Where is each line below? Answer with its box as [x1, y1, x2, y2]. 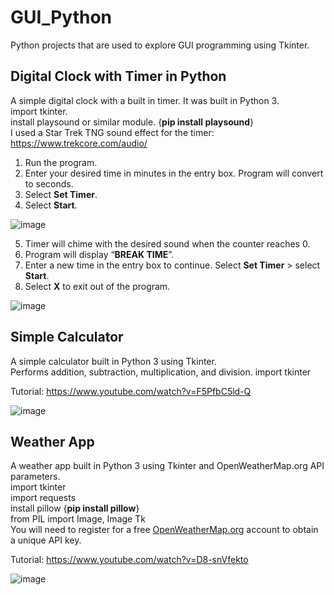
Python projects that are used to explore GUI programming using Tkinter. [10, 39, 310, 51]
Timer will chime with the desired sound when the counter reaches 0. [24, 237, 311, 250]
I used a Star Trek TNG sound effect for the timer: [10, 126, 215, 138]
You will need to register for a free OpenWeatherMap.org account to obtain [10, 524, 319, 536]
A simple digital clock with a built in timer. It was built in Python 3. [10, 94, 280, 106]
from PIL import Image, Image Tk [10, 513, 146, 525]
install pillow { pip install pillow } [10, 502, 140, 515]
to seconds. [24, 177, 74, 190]
